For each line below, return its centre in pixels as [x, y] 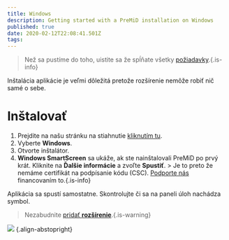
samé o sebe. [27, 88]
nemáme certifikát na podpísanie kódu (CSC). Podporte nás [103, 173]
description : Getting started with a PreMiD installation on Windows [111, 20]
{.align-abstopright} [44, 230]
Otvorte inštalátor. [43, 150]
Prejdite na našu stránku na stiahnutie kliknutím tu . [90, 136]
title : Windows [29, 14]
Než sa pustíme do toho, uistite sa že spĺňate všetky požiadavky [116, 59]
